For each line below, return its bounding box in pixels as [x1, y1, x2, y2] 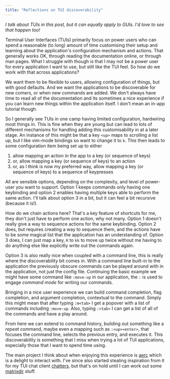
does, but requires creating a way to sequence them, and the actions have [5, 226, 161, 232]
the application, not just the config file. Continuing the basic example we [5, 268, 156, 274]
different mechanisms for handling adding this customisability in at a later [5, 127, 159, 133]
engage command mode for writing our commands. [5, 279, 113, 285]
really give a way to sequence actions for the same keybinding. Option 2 [5, 220, 156, 227]
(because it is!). [5, 200, 38, 206]
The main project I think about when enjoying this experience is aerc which [5, 352, 162, 358]
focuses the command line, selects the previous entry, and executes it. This [5, 331, 163, 337]
